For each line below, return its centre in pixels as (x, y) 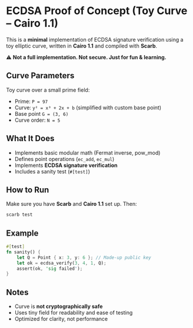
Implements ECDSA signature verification (66, 165)
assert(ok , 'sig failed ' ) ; (50, 269)
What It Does (30, 138)
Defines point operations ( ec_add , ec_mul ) (64, 159)
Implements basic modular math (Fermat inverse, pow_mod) (87, 153)
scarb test (19, 215)
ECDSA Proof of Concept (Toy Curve (97, 11)
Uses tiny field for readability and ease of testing (74, 313)
